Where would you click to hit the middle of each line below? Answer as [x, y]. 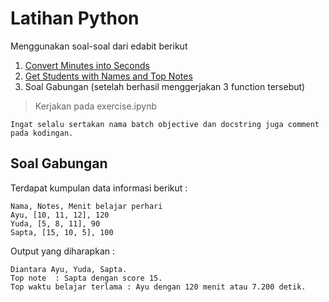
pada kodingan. [42, 133]
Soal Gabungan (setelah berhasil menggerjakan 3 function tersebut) [165, 86]
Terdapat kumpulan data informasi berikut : [99, 188]
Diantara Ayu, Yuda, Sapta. [69, 269]
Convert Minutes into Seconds [87, 65]
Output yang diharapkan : [62, 251]
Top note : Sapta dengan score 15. [86, 278]
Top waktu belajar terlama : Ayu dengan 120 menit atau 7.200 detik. [158, 287]
